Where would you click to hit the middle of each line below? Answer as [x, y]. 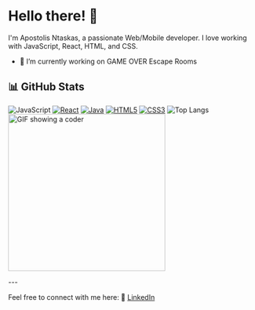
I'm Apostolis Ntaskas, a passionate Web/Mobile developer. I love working [127, 38]
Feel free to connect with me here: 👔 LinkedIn [82, 297]
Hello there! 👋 [53, 16]
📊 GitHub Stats [46, 87]
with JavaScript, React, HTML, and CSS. [73, 46]
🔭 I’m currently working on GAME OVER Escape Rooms [108, 61]
